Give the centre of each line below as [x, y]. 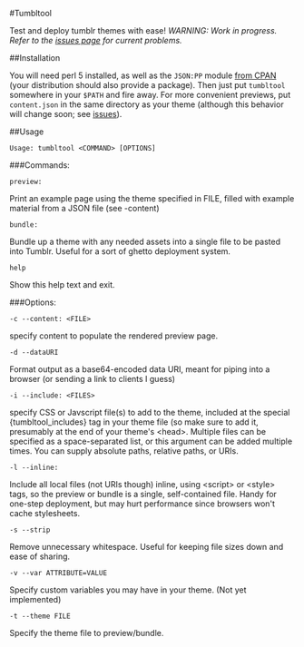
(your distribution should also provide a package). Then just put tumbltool [147, 85]
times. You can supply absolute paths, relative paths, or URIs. [124, 451]
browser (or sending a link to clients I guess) [92, 379]
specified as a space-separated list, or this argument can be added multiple [151, 441]
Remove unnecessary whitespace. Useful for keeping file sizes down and [147, 547]
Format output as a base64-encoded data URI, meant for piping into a [140, 369]
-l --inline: [34, 467]
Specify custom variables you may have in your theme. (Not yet [128, 590]
